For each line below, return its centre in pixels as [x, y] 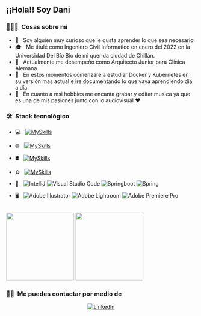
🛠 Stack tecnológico [38, 116]
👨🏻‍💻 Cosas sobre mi [37, 27]
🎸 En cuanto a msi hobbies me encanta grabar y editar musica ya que [103, 94]
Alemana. [27, 68]
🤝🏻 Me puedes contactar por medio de [64, 294]
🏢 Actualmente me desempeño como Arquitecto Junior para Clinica [100, 62]
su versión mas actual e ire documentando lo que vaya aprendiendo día [104, 81]
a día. [22, 87]
